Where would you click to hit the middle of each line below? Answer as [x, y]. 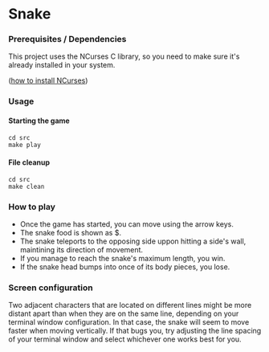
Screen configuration [51, 288]
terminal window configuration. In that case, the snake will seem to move [129, 322]
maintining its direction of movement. [81, 250]
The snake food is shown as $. [71, 233]
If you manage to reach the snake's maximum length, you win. [122, 259]
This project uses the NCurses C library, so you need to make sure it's [124, 56]
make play [25, 145]
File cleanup [29, 162]
